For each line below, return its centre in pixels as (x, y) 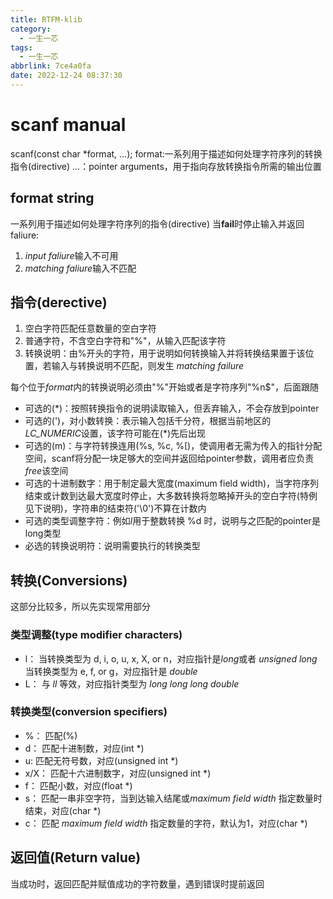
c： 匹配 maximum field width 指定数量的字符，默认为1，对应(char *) (166, 823)
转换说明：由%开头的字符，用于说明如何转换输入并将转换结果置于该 (165, 353)
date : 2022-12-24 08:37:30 (66, 76)
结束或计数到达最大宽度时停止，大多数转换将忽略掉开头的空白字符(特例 (171, 496)
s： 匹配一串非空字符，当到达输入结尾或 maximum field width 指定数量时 (173, 798)
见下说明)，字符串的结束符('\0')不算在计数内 (115, 508)
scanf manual (68, 125)
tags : (21, 47)
